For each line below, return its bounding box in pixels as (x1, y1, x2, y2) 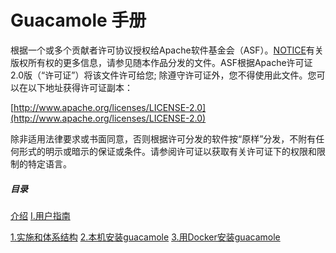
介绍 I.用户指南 (10, 209, 71, 221)
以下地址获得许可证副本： (27, 81, 133, 93)
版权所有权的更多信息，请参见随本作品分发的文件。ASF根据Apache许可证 (10, 56, 313, 68)
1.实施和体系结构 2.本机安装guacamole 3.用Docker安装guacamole (10, 231, 281, 243)
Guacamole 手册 (10, 9, 147, 32)
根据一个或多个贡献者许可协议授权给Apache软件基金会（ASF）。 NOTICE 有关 (10, 44, 324, 56)
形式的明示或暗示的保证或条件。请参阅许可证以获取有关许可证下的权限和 (18, 145, 317, 157)
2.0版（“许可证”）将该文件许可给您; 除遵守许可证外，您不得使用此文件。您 (10, 69, 317, 81)
